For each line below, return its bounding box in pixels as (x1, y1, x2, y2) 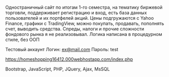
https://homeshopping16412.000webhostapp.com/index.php (5, 56, 133, 62)
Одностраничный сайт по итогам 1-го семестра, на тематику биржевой (5, 5, 163, 10)
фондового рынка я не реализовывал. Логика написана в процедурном (5, 31, 162, 37)
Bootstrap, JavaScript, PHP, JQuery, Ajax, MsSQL (5, 66, 110, 72)
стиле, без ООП (5, 36, 40, 43)
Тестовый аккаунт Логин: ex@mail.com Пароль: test (5, 47, 119, 52)
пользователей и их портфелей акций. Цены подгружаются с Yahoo (5, 15, 154, 21)
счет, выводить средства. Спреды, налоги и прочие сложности (5, 26, 144, 32)
